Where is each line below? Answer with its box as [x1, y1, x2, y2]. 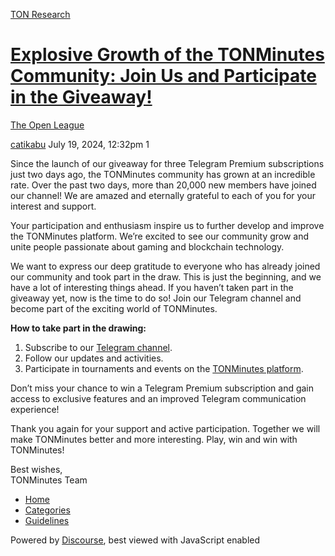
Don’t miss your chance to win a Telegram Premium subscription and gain [10, 382, 315, 394]
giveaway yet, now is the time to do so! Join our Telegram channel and [10, 292, 302, 304]
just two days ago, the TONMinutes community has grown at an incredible [10, 168, 316, 180]
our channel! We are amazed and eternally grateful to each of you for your [10, 189, 317, 201]
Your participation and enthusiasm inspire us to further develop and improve [10, 219, 325, 231]
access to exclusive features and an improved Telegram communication [10, 392, 307, 404]
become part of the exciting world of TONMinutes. [10, 302, 218, 314]
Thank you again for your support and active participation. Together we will [10, 422, 321, 434]
